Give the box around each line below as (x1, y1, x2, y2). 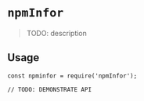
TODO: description (26, 28, 88, 38)
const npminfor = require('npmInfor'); (7, 72, 138, 80)
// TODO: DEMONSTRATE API (7, 85, 92, 93)
